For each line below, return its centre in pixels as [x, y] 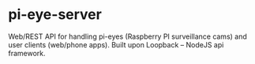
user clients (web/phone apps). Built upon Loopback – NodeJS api [116, 44]
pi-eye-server [55, 15]
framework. [27, 53]
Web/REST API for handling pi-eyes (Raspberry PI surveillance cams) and [127, 36]
